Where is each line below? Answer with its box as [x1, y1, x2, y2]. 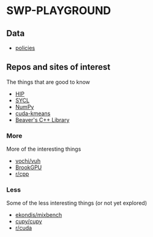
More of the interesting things [6, 145, 81, 153]
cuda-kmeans [15, 110, 51, 117]
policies [15, 44, 35, 51]
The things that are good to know [6, 78, 91, 86]
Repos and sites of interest [6, 62, 111, 72]
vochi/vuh [15, 157, 41, 165]
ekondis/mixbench [15, 211, 62, 219]
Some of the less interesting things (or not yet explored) [6, 200, 147, 207]
